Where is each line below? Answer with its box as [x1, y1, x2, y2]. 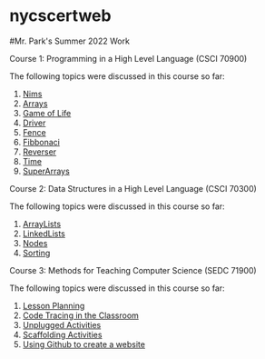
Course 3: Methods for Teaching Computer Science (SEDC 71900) [9, 264, 257, 275]
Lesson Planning [22, 300, 85, 311]
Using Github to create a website [22, 338, 145, 350]
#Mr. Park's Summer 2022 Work [9, 35, 130, 46]
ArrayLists [22, 218, 62, 229]
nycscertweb [9, 5, 112, 26]
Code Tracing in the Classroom [22, 310, 139, 321]
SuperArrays [22, 165, 70, 176]
